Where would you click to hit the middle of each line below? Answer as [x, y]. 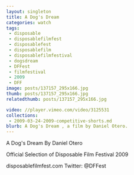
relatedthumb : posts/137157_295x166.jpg [57, 99]
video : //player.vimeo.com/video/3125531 [58, 110]
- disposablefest [30, 45]
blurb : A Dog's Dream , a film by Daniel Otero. [67, 126]
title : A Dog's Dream [33, 17]
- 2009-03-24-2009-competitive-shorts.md [60, 121]
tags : [13, 28]
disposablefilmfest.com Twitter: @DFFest [56, 166]
